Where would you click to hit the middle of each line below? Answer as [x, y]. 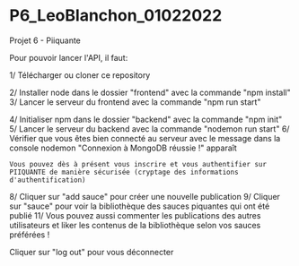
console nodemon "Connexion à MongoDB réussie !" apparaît [123, 148]
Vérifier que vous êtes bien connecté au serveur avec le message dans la [145, 138]
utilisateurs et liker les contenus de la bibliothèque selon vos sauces [135, 225]
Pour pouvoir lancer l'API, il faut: [69, 57]
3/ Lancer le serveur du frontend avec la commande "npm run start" [135, 102]
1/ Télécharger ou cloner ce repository [80, 75]
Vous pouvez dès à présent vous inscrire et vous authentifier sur [138, 164]
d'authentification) [48, 180]
